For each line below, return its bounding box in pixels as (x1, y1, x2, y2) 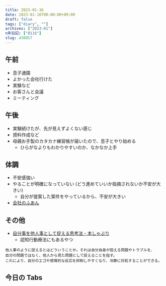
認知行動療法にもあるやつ (20, 237, 73, 243)
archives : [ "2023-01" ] (5, 26, 53, 31)
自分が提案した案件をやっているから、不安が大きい (20, 193, 126, 199)
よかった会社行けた (12, 76, 53, 82)
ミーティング (12, 95, 39, 101)
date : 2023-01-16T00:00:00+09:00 (5, 12, 75, 17)
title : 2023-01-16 (5, 7, 44, 13)
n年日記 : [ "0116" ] (5, 31, 42, 36)
